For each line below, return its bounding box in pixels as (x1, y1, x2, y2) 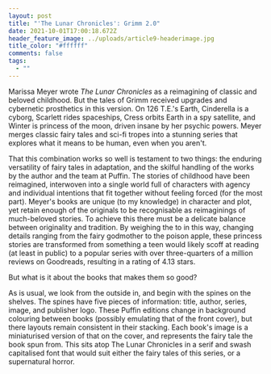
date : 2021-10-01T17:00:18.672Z (8, 27, 117, 35)
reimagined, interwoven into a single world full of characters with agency (8, 179, 251, 189)
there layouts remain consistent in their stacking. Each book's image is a (8, 322, 248, 332)
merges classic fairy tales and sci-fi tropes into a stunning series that (8, 129, 238, 139)
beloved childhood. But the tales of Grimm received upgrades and (8, 95, 227, 105)
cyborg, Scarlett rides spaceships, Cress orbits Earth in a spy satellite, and (8, 112, 256, 122)
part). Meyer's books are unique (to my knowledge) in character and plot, (8, 196, 252, 206)
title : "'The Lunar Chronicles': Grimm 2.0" (8, 19, 161, 27)
